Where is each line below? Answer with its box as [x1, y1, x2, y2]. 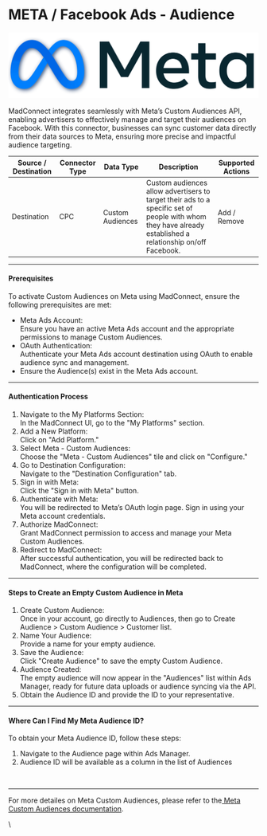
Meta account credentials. [19, 511, 106, 520]
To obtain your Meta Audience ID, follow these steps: [8, 733, 181, 743]
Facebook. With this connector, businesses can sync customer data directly [8, 124, 257, 133]
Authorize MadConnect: [19, 520, 99, 529]
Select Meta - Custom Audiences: [19, 443, 131, 453]
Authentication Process [8, 392, 89, 402]
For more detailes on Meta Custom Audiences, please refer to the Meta [8, 795, 241, 806]
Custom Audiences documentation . [8, 804, 124, 814]
